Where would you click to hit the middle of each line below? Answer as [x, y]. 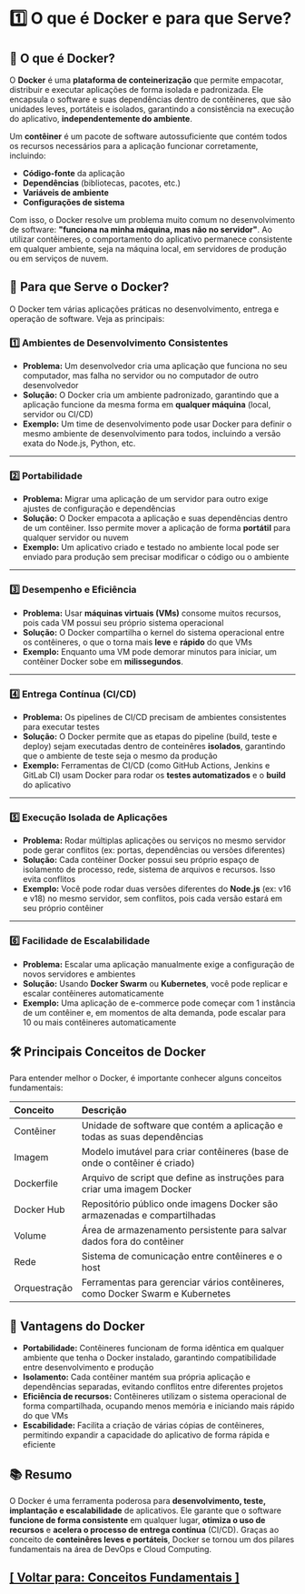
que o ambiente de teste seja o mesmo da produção [120, 756]
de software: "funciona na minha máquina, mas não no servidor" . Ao [141, 230]
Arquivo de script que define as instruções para [182, 1178]
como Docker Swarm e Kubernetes [156, 1294]
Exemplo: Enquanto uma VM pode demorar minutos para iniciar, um [149, 651]
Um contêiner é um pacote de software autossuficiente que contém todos [148, 136]
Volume [30, 1236]
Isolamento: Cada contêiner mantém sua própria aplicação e [137, 1377]
